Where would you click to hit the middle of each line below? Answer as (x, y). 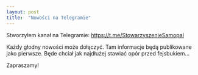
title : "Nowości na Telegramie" (49, 18)
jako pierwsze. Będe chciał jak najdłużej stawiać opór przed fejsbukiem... (98, 53)
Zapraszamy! (23, 65)
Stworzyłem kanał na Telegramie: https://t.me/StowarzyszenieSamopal (95, 35)
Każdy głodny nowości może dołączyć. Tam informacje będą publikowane (99, 47)
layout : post (23, 12)
